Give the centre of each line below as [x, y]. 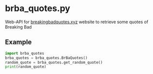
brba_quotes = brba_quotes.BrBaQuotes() [46, 58]
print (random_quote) [26, 67]
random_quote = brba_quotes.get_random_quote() [54, 62]
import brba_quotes [25, 53]
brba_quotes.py [38, 8]
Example [18, 42]
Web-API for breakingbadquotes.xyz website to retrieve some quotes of [77, 22]
